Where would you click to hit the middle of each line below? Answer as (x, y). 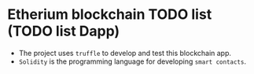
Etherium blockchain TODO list (110, 15)
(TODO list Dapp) (64, 31)
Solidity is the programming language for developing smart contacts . (133, 61)
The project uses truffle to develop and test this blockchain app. (125, 53)
